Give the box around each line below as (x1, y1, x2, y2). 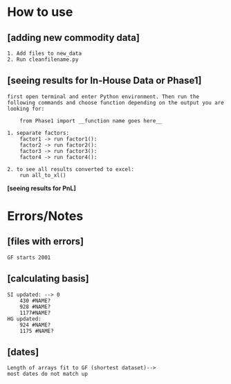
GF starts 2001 (7, 254, 51, 261)
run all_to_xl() (19, 172, 67, 179)
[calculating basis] (7, 273, 90, 284)
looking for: (7, 105, 45, 112)
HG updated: (7, 316, 41, 322)
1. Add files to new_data (7, 50, 82, 57)
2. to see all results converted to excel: (7, 165, 135, 173)
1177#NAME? (19, 309, 51, 316)
